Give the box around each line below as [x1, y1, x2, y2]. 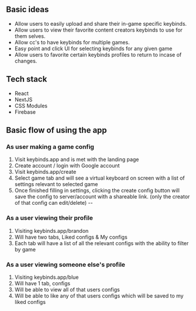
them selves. [14, 32, 46, 40]
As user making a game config [6, 142, 95, 151]
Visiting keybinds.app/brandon [14, 227, 89, 234]
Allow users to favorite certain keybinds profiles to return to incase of [14, 51, 182, 58]
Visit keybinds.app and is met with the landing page [14, 156, 139, 163]
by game [14, 246, 36, 253]
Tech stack [6, 74, 47, 84]
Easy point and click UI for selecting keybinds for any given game [14, 45, 173, 52]
